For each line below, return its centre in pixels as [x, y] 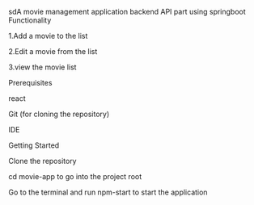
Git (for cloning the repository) [59, 114]
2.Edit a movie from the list [53, 51]
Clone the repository [42, 161]
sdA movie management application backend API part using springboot [127, 12]
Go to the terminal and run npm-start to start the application [108, 192]
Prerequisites [30, 83]
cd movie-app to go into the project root [75, 176]
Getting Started [34, 145]
